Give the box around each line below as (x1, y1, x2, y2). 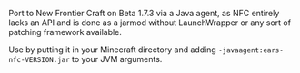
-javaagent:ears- (218, 46, 284, 55)
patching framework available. (8, 27, 122, 37)
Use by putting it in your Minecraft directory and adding (8, 44, 217, 55)
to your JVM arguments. (71, 54, 163, 64)
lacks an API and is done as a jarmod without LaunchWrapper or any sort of (8, 17, 292, 28)
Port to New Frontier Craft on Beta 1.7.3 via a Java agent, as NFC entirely (8, 8, 280, 18)
